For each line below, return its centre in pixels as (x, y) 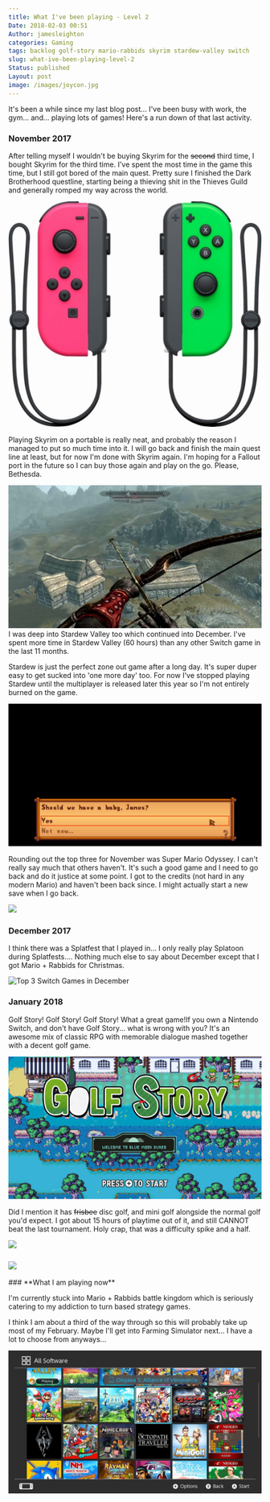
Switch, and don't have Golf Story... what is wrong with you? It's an (119, 1028)
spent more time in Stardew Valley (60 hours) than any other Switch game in (135, 642)
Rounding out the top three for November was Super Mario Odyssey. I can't (133, 859)
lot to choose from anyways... (57, 1339)
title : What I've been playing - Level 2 (79, 17)
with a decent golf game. (49, 1045)
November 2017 (40, 139)
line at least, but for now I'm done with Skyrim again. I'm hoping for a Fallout (134, 457)
